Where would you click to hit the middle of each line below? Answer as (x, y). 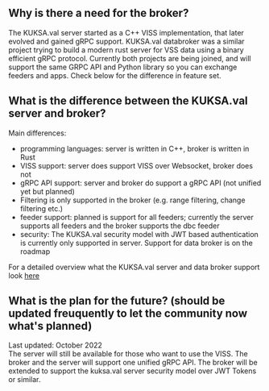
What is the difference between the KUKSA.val (128, 101)
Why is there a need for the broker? (99, 13)
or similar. (25, 380)
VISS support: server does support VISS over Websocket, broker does (137, 165)
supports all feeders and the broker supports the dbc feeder (120, 226)
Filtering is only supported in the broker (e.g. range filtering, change (132, 200)
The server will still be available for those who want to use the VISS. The (128, 354)
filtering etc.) (41, 208)
